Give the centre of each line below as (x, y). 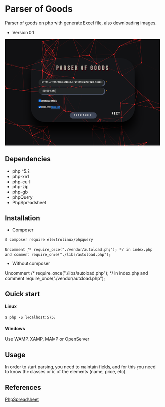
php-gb (20, 192)
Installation (23, 218)
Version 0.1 (23, 32)
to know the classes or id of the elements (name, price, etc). (66, 372)
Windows (15, 328)
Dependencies (28, 159)
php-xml (21, 176)
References (23, 388)
